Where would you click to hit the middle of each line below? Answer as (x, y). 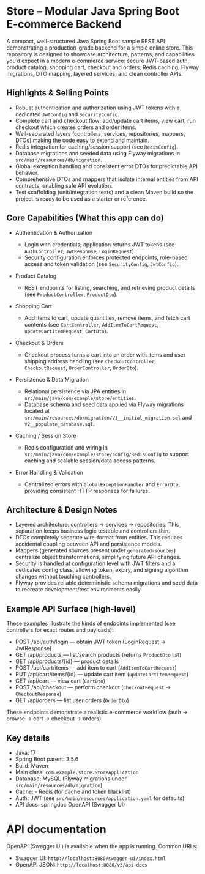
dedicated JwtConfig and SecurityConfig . (67, 114)
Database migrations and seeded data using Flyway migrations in (98, 153)
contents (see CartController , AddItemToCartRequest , (91, 324)
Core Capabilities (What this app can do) (85, 218)
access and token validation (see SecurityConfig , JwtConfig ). (101, 264)
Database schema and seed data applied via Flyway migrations (104, 404)
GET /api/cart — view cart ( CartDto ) (60, 681)
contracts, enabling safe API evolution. (64, 185)
